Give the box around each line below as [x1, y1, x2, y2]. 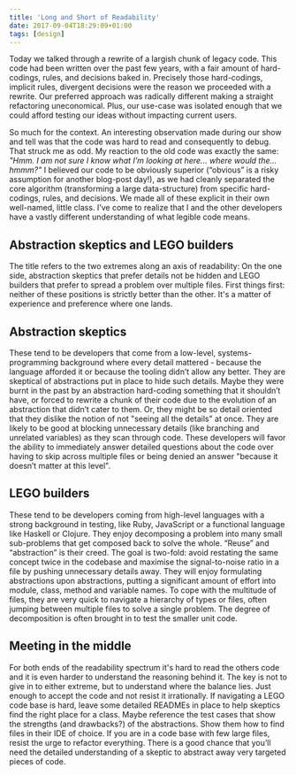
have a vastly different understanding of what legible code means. [9, 211, 250, 222]
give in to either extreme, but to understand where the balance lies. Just [9, 680, 271, 691]
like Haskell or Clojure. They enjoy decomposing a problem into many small [9, 528, 283, 539]
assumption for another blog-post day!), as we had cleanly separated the [9, 174, 276, 185]
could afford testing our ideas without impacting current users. [9, 110, 238, 120]
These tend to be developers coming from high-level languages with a [9, 510, 265, 520]
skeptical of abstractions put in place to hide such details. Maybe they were [9, 376, 285, 386]
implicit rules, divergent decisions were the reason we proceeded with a [9, 81, 271, 93]
